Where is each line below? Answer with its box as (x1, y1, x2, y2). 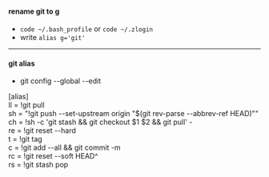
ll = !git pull (8, 100, 46, 110)
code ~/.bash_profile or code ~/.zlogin (19, 24, 154, 34)
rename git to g (8, 6, 60, 16)
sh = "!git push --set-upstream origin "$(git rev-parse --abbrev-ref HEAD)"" (8, 109, 259, 119)
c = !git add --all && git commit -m (8, 143, 122, 152)
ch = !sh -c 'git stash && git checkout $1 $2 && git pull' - (8, 117, 193, 127)
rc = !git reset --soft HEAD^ (8, 151, 98, 161)
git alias (8, 58, 35, 68)
